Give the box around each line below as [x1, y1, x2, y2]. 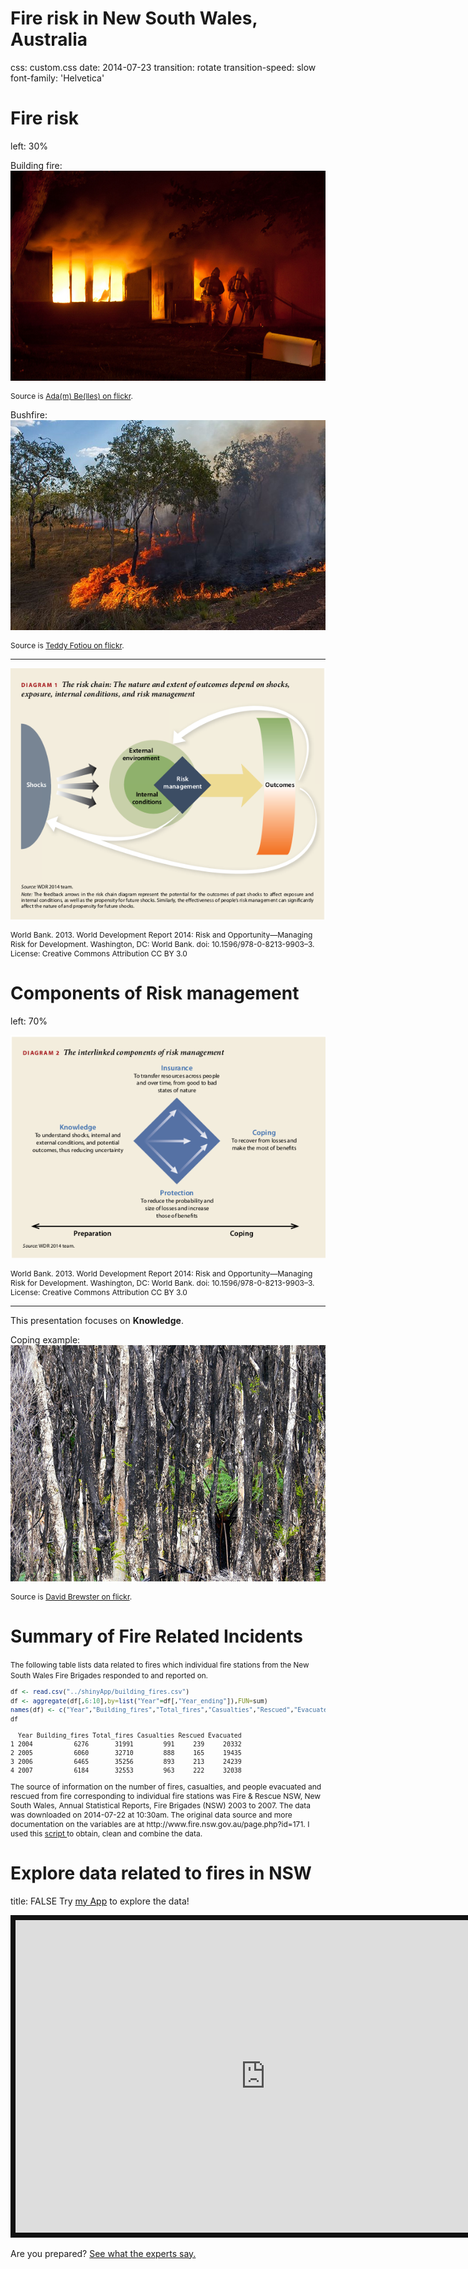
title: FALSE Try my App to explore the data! [10, 1895, 190, 1907]
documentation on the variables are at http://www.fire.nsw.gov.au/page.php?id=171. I [10, 1818, 310, 1829]
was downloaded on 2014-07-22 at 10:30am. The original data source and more [10, 1809, 293, 1820]
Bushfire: [10, 409, 48, 421]
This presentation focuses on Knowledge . [10, 1314, 184, 1326]
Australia [10, 28, 88, 51]
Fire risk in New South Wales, [10, 7, 258, 30]
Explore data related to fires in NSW [10, 1862, 312, 1884]
